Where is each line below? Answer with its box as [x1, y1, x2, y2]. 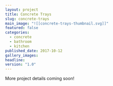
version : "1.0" [5, 62, 36, 67]
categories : [5, 30, 29, 35]
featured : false [5, 26, 38, 30]
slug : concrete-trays [5, 16, 50, 21]
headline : [5, 57, 26, 62]
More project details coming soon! [5, 76, 75, 82]
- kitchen [9, 44, 29, 49]
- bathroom [9, 39, 32, 44]
